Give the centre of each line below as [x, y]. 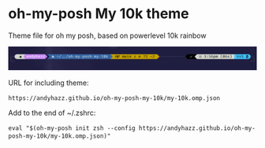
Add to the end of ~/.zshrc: [52, 113]
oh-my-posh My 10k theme [99, 14]
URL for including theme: [49, 83]
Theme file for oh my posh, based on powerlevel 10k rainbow [107, 35]
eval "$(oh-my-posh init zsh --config [72, 128]
